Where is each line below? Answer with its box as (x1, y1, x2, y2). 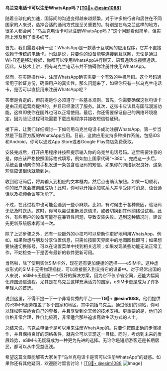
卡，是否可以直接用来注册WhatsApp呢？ (5, 87, 88, 92)
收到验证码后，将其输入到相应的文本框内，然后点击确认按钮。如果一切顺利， (5, 179, 162, 184)
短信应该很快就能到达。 (5, 168, 53, 174)
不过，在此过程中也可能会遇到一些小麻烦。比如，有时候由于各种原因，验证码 (5, 202, 162, 207)
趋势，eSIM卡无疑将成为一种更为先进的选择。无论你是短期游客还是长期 (9, 337, 155, 343)
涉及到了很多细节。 (13, 34, 53, 40)
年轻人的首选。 (5, 285, 36, 291)
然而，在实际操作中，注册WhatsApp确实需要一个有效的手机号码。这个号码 (5, 74, 158, 80)
